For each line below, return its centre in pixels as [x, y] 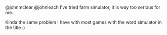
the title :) [15, 27]
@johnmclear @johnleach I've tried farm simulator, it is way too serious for [83, 7]
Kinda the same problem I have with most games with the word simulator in [83, 22]
